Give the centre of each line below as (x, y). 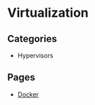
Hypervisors (36, 55)
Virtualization (48, 13)
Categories (32, 39)
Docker (28, 94)
